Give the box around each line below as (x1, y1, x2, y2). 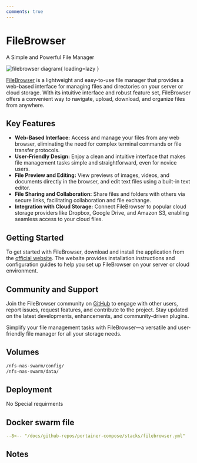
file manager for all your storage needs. (26, 330, 122, 337)
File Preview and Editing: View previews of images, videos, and (14, 172, 169, 179)
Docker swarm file (6, 417, 75, 428)
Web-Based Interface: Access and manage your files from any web (14, 134, 180, 142)
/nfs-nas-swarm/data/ (6, 368, 59, 375)
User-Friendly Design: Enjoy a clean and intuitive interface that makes (14, 153, 186, 160)
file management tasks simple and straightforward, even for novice (14, 159, 177, 166)
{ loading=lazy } (60, 65, 99, 72)
